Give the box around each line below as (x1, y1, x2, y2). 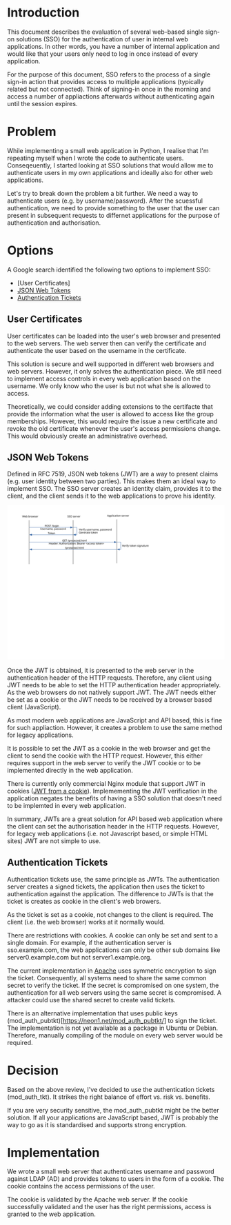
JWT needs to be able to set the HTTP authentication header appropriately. (7, 680, 221, 689)
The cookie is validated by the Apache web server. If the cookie (7, 1195, 188, 1204)
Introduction (7, 5, 80, 21)
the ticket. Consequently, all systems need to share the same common (7, 973, 207, 982)
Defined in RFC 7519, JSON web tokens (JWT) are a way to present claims (7, 470, 219, 478)
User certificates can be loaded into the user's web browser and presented (7, 332, 221, 340)
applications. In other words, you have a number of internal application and (7, 42, 221, 50)
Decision (7, 1062, 59, 1078)
